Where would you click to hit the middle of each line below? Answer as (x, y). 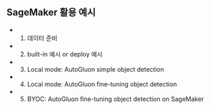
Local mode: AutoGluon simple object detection (96, 69)
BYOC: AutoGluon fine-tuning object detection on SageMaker (115, 99)
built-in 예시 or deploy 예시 (65, 54)
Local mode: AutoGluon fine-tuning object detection (102, 84)
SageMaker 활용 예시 (51, 13)
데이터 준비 (42, 38)
